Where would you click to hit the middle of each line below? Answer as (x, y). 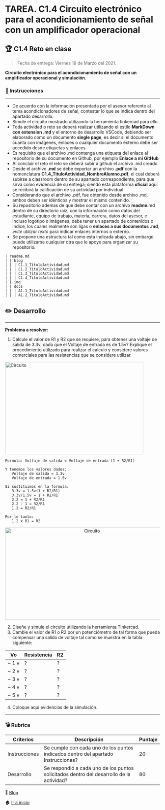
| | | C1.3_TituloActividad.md (37, 274)
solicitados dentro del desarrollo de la (87, 775)
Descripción (89, 740)
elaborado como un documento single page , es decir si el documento (83, 137)
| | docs (14, 287)
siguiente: (22, 643)
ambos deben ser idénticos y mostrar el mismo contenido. (71, 200)
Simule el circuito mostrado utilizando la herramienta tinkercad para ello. (85, 122)
